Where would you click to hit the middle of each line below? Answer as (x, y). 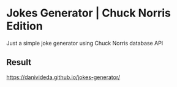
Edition (24, 26)
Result (19, 62)
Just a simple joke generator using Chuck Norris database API (85, 43)
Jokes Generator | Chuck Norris (89, 13)
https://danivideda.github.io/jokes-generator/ (63, 77)
